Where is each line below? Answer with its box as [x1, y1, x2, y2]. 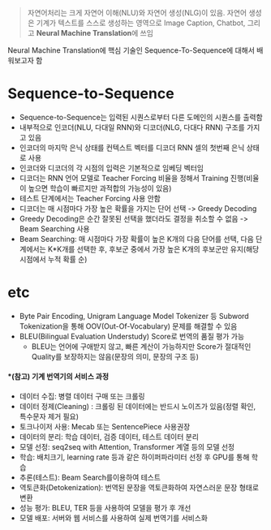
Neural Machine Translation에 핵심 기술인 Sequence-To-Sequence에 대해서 [7, 45, 255, 55]
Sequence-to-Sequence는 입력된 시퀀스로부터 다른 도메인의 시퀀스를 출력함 [19, 112, 263, 122]
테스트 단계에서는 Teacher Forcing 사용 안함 [19, 193, 161, 203]
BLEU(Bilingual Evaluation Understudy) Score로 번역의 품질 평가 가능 [19, 331, 245, 341]
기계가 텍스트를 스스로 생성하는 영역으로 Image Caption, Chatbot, [36, 18, 246, 28]
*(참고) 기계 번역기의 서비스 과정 [7, 372, 110, 381]
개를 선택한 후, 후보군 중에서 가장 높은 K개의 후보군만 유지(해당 [61, 243, 260, 254]
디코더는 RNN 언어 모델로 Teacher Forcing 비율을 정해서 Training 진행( [19, 173, 247, 183]
